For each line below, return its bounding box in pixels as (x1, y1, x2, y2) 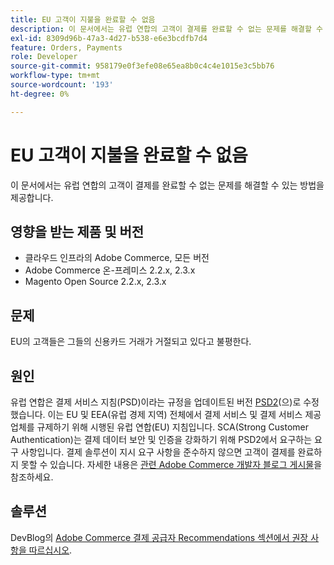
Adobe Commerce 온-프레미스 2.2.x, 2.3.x (24, 264, 196, 276)
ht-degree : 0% (10, 89, 70, 99)
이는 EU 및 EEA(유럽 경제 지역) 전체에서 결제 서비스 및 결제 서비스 (47, 409, 303, 420)
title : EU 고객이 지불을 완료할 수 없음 (10, 14, 156, 25)
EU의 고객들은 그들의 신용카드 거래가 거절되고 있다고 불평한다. (10, 336, 252, 348)
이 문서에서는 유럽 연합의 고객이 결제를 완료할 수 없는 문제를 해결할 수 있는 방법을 (10, 179, 325, 191)
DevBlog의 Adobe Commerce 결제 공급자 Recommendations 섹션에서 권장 (10, 531, 309, 543)
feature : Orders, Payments (10, 42, 123, 53)
